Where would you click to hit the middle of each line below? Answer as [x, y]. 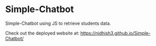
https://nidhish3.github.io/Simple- [115, 33]
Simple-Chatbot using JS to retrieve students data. [58, 23]
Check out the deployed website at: [42, 33]
